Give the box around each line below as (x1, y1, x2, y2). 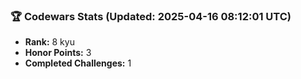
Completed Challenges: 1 (24, 57, 132, 69)
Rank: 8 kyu (24, 36, 75, 48)
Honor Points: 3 (24, 47, 92, 59)
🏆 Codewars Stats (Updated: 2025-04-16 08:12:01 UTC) (10, 9, 292, 23)
